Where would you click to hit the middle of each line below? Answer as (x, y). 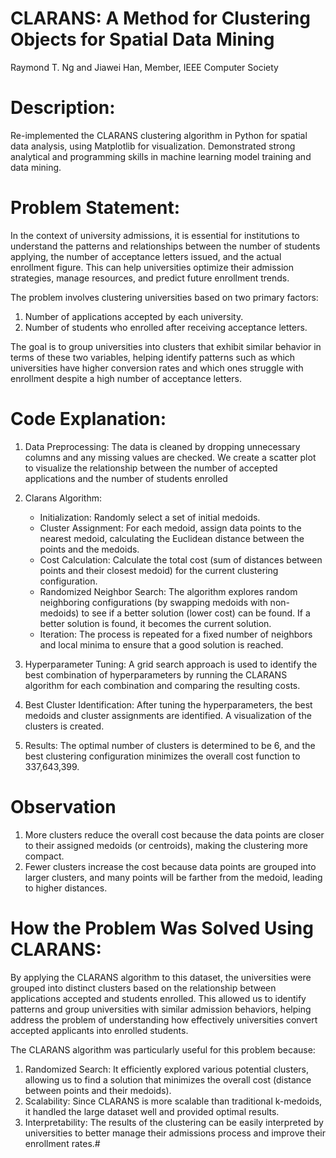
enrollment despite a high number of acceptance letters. (126, 378)
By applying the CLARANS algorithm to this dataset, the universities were (161, 977)
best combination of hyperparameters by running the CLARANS (156, 674)
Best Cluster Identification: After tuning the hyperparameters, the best (168, 704)
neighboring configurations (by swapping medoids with (153, 602)
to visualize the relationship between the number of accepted (151, 468)
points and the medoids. (89, 549)
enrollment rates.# (62, 1143)
